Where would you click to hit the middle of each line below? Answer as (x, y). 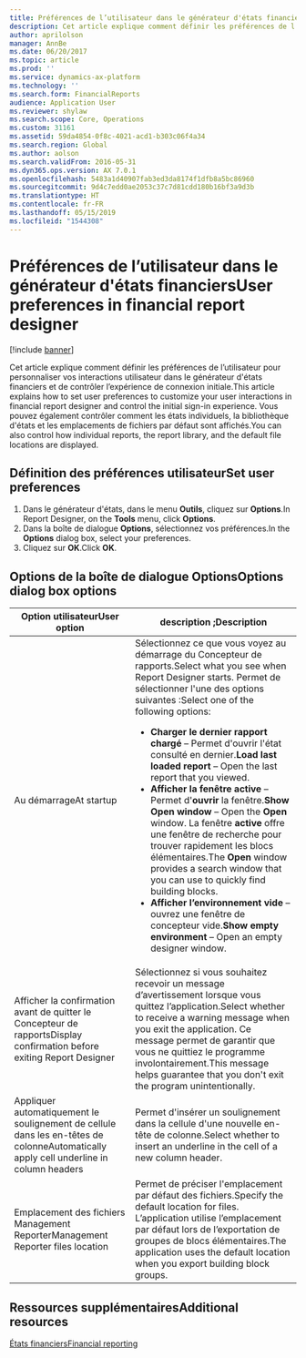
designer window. (189, 948)
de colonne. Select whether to (217, 1135)
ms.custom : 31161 (42, 128)
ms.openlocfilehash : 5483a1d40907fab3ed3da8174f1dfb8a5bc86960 (132, 179)
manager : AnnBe (38, 43)
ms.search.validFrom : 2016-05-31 (73, 162)
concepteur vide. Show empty (214, 925)
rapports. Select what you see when (211, 666)
